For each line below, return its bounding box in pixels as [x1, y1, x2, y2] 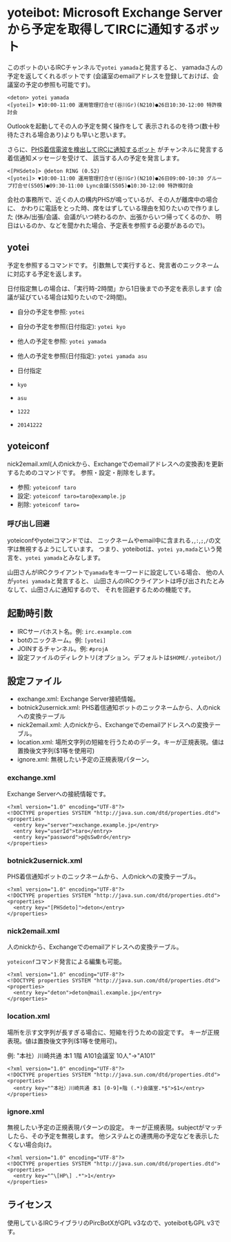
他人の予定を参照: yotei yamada [17, 337, 107, 345]
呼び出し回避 [7, 519, 50, 529]
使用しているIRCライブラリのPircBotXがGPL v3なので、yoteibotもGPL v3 [7, 1219, 215, 1227]
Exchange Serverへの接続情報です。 [7, 789, 110, 798]
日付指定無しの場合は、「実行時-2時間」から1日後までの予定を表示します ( [7, 284, 217, 292]
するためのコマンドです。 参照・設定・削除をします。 [7, 468, 159, 476]
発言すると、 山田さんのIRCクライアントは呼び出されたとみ [56, 576, 225, 585]
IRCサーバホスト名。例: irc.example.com [17, 627, 132, 635]
